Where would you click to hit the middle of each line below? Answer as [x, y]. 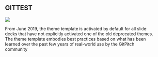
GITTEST [19, 8]
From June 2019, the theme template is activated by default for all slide [76, 28]
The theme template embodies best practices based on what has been [76, 39]
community [16, 49]
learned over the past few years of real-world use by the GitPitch [70, 44]
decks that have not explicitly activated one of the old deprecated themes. [79, 34]
